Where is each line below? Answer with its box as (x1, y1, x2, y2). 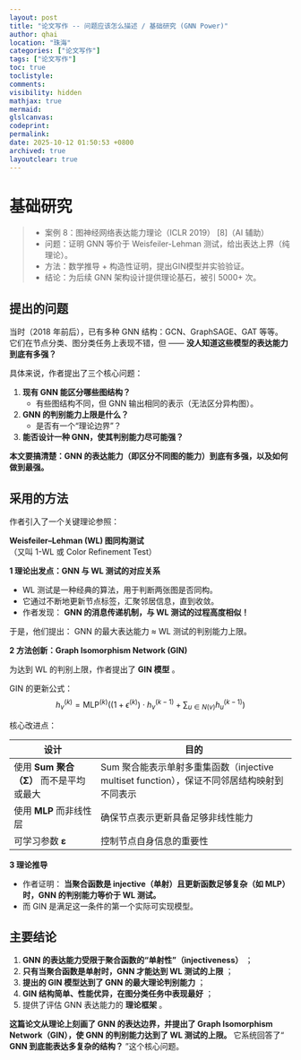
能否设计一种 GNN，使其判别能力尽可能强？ (21, 432, 184, 443)
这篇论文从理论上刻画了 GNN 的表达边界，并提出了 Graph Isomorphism (9, 1019, 273, 1030)
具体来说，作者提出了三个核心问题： (9, 368, 143, 379)
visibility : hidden (9, 88, 82, 97)
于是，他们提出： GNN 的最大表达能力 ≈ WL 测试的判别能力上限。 (9, 626, 253, 637)
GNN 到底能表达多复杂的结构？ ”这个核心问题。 (9, 1041, 185, 1052)
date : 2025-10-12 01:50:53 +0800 (9, 138, 134, 147)
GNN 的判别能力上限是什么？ (21, 409, 129, 420)
